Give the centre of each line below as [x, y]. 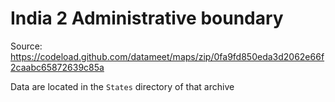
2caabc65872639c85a [57, 67]
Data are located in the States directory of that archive [122, 86]
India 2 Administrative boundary [147, 18]
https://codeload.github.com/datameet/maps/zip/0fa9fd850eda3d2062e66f [167, 56]
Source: [26, 46]
